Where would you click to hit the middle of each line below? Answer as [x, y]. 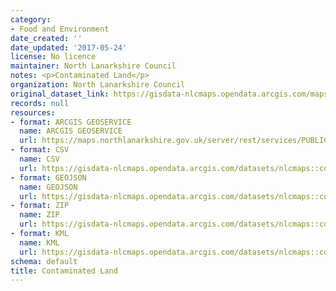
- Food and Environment [60, 29]
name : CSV [39, 159]
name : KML [39, 242]
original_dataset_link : [60, 94]
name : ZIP [39, 215]
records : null [40, 103]
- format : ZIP [40, 206]
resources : [33, 112]
